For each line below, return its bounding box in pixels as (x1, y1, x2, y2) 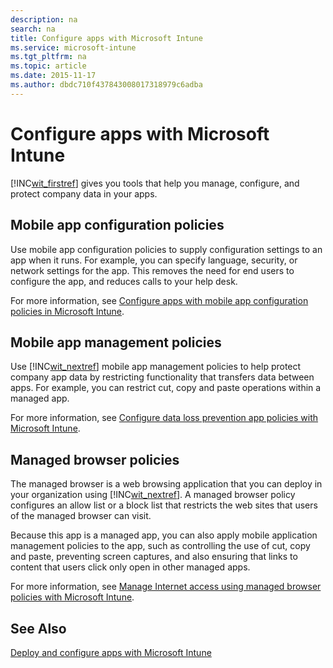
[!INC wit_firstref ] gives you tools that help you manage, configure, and (10, 177, 300, 189)
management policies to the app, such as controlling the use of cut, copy (10, 540, 311, 552)
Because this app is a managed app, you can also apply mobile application (10, 529, 318, 541)
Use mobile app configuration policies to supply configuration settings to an (10, 243, 323, 255)
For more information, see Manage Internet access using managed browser (10, 581, 322, 593)
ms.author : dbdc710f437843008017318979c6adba (10, 80, 203, 90)
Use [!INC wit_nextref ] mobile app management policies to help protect (10, 361, 302, 373)
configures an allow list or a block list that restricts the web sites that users (10, 499, 318, 511)
